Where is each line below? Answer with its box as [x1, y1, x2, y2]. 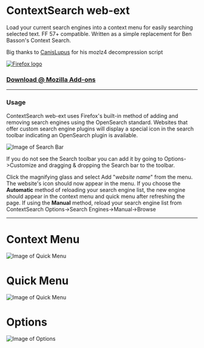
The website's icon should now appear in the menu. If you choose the [6, 180, 181, 187]
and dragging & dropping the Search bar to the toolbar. [38, 162, 175, 169]
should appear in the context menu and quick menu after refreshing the [6, 193, 185, 200]
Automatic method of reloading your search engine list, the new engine [6, 186, 186, 193]
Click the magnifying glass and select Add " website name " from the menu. [6, 173, 193, 180]
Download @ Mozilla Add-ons [6, 75, 96, 84]
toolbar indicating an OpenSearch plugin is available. [6, 131, 138, 138]
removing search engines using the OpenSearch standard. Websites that [6, 118, 188, 126]
